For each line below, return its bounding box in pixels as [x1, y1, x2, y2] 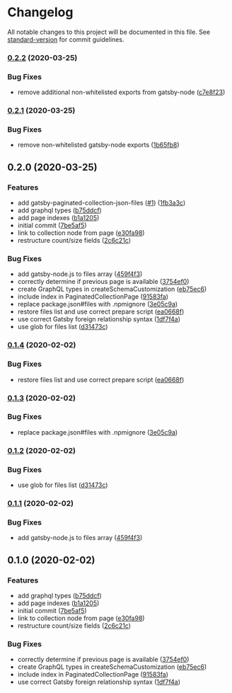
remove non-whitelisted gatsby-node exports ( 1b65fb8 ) [17, 141, 180, 149]
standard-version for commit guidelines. [7, 35, 124, 43]
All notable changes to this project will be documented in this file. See [7, 28, 211, 36]
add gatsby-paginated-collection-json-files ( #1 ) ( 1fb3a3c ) [17, 199, 186, 207]
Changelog [7, 4, 74, 21]
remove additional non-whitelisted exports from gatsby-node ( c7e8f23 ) [17, 88, 226, 96]
